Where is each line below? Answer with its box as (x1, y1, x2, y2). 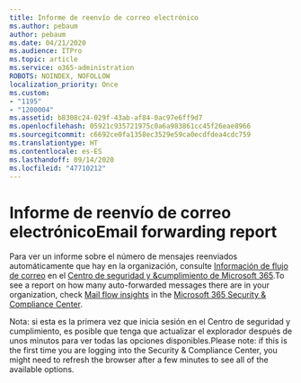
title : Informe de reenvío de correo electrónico (9, 13, 199, 22)
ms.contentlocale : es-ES (9, 147, 102, 156)
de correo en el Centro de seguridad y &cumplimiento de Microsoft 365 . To (9, 271, 285, 281)
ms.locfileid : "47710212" (9, 164, 106, 173)
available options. (9, 364, 75, 375)
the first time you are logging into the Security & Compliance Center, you (9, 345, 278, 356)
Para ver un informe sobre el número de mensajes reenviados (9, 251, 238, 262)
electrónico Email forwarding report (9, 221, 278, 242)
